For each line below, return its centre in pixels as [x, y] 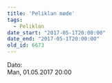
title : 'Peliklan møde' [41, 13]
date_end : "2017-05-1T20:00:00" [53, 39]
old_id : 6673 [26, 45]
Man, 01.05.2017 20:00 [40, 72]
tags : [15, 20]
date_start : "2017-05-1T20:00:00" [57, 33]
